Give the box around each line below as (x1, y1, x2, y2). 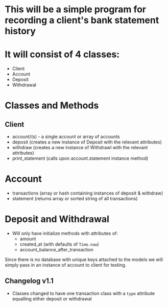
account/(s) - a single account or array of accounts (12, 134, 121, 140)
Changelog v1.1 (5, 277, 54, 286)
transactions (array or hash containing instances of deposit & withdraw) (12, 190, 163, 196)
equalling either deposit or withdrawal (12, 295, 92, 302)
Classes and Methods (5, 100, 99, 111)
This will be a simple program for (5, 4, 147, 15)
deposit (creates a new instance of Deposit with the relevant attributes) (12, 139, 162, 145)
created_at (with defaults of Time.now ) (19, 241, 99, 247)
